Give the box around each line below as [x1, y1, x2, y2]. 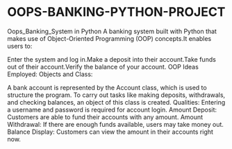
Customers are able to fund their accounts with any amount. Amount [7, 112, 204, 121]
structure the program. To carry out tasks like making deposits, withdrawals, [7, 91, 226, 99]
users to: [7, 42, 33, 50]
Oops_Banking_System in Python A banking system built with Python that [7, 27, 217, 35]
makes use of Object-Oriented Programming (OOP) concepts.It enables [7, 34, 212, 42]
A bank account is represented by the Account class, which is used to [7, 83, 207, 91]
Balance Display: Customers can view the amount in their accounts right [7, 128, 214, 136]
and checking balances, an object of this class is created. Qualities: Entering [7, 98, 226, 106]
